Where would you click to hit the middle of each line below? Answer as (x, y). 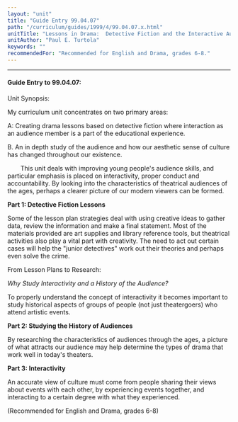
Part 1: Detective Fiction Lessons (57, 205)
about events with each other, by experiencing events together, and (106, 389)
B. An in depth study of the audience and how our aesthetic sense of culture (119, 147)
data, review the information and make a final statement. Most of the (107, 226)
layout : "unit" (30, 14)
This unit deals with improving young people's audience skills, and (117, 169)
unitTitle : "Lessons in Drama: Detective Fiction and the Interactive (115, 34)
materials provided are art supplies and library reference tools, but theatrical (119, 234)
